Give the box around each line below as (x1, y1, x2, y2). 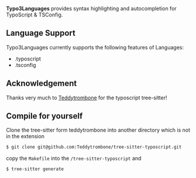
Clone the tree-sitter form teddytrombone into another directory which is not (6, 126, 191, 134)
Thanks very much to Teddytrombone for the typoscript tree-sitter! (6, 94, 168, 101)
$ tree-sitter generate (6, 166, 64, 172)
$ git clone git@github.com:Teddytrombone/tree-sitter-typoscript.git (6, 144, 182, 150)
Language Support (6, 28, 76, 38)
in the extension (6, 133, 45, 140)
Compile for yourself (6, 111, 83, 121)
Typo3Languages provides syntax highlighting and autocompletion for (6, 5, 177, 12)
